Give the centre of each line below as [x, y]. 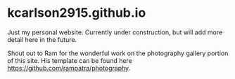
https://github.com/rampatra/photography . [69, 68]
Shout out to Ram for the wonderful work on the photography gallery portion [118, 53]
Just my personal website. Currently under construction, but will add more [115, 32]
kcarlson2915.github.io [77, 13]
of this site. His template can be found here [70, 60]
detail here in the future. [42, 39]
